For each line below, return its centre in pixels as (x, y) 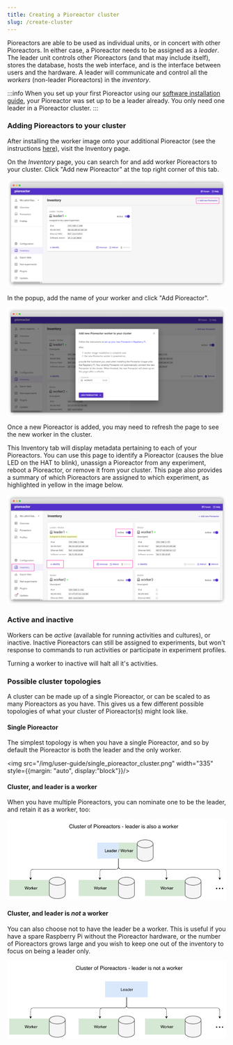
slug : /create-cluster (40, 22)
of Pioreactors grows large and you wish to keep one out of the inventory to (115, 943)
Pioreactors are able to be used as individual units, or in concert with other (114, 42)
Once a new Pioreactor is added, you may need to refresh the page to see (113, 427)
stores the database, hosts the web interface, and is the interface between (114, 65)
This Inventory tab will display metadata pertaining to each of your (102, 448)
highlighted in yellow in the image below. (65, 485)
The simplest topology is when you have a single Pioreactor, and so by (108, 743)
